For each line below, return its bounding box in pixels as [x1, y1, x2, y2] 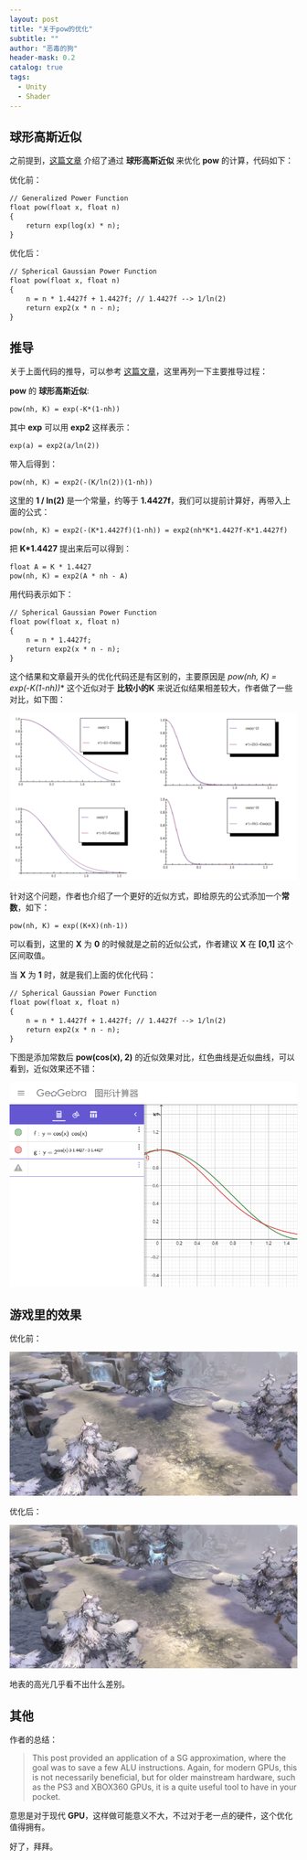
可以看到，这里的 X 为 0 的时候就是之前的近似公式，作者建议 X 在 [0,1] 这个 [9, 938, 294, 949]
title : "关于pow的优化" [9, 24, 93, 34]
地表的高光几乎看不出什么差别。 [9, 1679, 130, 1690]
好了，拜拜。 [9, 1841, 58, 1852]
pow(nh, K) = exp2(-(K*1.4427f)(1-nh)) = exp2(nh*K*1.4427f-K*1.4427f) [9, 526, 288, 535]
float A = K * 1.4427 [9, 562, 92, 572]
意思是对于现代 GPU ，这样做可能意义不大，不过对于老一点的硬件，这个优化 [9, 1810, 293, 1821]
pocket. [31, 1791, 61, 1801]
